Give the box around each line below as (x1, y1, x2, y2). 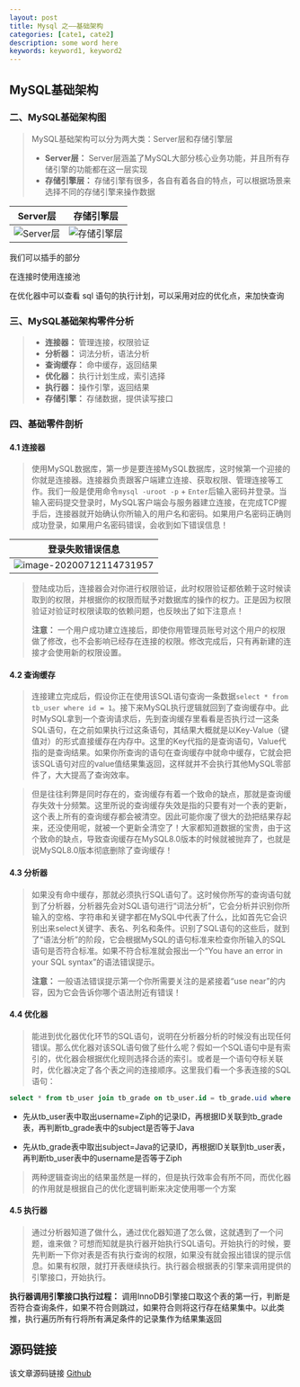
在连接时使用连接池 (9, 271, 81, 281)
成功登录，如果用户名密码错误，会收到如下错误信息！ (31, 520, 229, 530)
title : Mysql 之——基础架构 (9, 22, 103, 31)
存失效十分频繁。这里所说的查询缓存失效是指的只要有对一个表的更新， (31, 800, 292, 811)
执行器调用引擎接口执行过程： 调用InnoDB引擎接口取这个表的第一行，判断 (9, 1291, 283, 1302)
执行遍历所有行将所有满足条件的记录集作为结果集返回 (24, 1313, 222, 1324)
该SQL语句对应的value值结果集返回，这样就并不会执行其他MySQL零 (31, 759, 284, 769)
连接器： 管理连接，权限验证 (44, 337, 150, 348)
